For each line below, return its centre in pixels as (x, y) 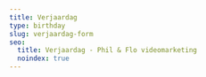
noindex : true (43, 58)
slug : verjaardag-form (51, 34)
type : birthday (37, 26)
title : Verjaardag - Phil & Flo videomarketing (107, 50)
